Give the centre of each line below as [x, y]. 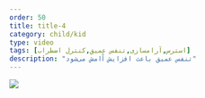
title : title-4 [38, 26]
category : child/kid [48, 34]
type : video [31, 42]
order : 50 [28, 17]
